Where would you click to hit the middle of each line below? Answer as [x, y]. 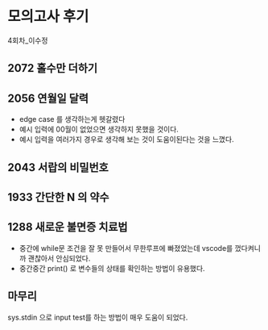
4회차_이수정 [28, 40]
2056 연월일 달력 [48, 98]
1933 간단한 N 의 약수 [58, 197]
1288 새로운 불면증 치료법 [68, 227]
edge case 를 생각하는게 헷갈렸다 [72, 119]
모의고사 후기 [48, 17]
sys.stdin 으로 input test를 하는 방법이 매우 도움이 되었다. [98, 317]
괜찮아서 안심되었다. [59, 258]
